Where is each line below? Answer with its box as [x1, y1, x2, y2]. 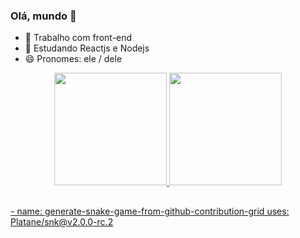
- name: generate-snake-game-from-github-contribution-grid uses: [10, 205, 290, 217]
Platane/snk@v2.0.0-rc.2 [10, 215, 114, 228]
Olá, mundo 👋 [10, 9, 77, 23]
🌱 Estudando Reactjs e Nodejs [24, 42, 150, 54]
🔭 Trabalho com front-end [24, 32, 133, 44]
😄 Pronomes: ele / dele [24, 53, 123, 65]
